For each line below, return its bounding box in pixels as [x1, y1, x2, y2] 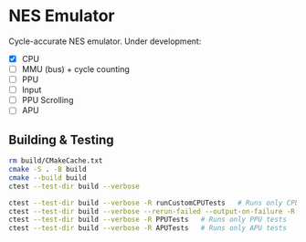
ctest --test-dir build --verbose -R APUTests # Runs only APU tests [8, 224, 287, 233]
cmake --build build [8, 173, 88, 183]
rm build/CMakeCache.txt [8, 156, 103, 165]
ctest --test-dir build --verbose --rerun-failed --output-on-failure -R [8, 206, 296, 216]
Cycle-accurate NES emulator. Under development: [8, 36, 202, 47]
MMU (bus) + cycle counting [21, 64, 130, 74]
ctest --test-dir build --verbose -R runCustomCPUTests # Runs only [8, 198, 283, 207]
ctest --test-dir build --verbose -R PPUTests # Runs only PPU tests [8, 216, 287, 225]
